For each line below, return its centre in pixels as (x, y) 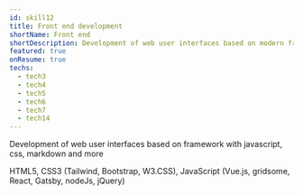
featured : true (38, 51)
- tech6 (32, 102)
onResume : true (38, 60)
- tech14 (34, 118)
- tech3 (32, 77)
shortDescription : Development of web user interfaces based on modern (147, 43)
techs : (22, 69)
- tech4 (32, 85)
